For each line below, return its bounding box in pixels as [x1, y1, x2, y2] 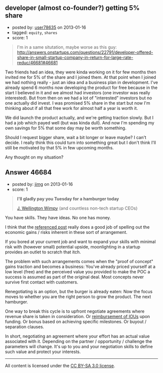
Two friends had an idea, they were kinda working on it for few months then [5, 69, 156, 75]
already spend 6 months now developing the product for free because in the [5, 85, 158, 90]
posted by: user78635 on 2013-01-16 [12, 24, 86, 30]
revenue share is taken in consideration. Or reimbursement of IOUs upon [5, 313, 150, 319]
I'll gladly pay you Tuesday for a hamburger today [16, 195, 119, 201]
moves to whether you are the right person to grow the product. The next [5, 294, 151, 300]
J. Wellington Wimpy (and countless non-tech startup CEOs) [16, 205, 138, 211]
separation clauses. [5, 323, 45, 330]
